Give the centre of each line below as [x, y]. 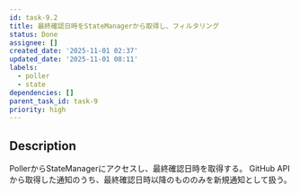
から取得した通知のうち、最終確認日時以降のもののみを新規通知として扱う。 [150, 180]
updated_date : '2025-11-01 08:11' [74, 59]
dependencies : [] [42, 92]
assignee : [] [34, 43]
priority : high [38, 110]
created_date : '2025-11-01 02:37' [74, 51]
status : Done [34, 34]
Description [43, 146]
